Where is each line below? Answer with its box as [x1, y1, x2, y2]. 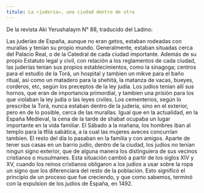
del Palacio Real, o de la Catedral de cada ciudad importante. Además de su [6, 50, 197, 58]
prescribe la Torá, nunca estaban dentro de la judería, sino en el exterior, [6, 102, 189, 110]
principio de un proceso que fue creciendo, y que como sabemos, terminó [6, 173, 193, 180]
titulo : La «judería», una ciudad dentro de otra [6, 9, 135, 15]
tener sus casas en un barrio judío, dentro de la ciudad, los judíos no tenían [6, 141, 195, 148]
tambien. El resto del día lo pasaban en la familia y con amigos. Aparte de [6, 135, 191, 142]
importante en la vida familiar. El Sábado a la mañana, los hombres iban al [6, 121, 191, 128]
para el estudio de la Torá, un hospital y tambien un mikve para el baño [6, 69, 185, 77]
